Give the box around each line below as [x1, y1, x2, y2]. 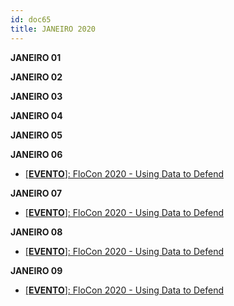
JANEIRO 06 [10, 148, 63, 160]
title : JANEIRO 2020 [10, 24, 97, 34]
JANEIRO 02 [10, 71, 63, 83]
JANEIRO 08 [10, 226, 63, 238]
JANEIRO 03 [10, 90, 63, 102]
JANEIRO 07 [10, 187, 63, 199]
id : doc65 [10, 14, 52, 25]
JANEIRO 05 [10, 129, 63, 141]
